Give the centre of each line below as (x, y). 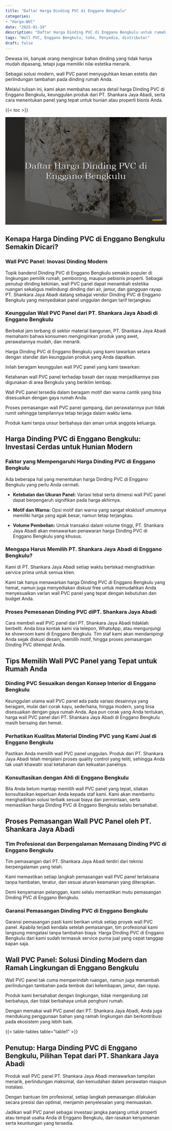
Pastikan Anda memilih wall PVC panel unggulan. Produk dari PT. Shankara (84, 754)
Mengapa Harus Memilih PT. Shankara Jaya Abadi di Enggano (84, 549)
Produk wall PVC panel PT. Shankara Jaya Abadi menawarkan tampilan (80, 1076)
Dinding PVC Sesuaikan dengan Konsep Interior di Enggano (81, 684)
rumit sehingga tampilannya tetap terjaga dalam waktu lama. (69, 413)
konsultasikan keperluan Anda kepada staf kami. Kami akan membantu (80, 794)
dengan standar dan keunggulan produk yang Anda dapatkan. (71, 357)
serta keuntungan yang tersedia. (40, 1123)
